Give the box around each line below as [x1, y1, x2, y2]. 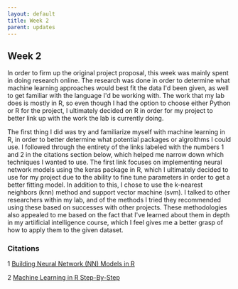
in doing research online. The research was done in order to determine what [7, 76, 230, 85]
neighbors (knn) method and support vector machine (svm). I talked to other [7, 188, 231, 197]
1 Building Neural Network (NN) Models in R [7, 260, 135, 268]
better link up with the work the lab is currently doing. [7, 114, 164, 123]
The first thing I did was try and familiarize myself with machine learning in [7, 128, 226, 136]
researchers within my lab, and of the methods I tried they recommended [7, 196, 222, 205]
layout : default [7, 10, 55, 18]
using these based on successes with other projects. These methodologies [7, 203, 227, 212]
